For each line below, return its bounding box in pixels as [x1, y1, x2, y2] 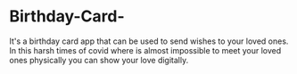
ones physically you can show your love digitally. [9, 54, 189, 65]
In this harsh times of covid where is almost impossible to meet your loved [9, 45, 282, 55]
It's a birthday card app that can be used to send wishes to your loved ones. [9, 36, 289, 46]
